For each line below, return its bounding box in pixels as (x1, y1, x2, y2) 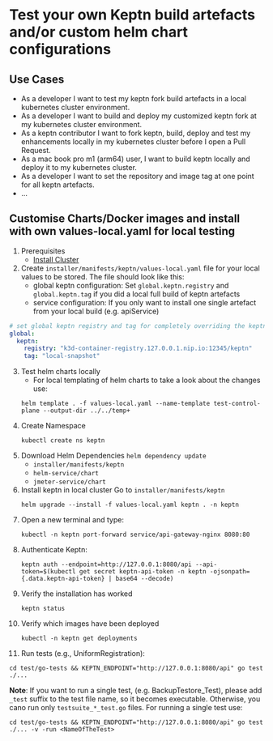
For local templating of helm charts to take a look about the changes (32, 375, 261, 385)
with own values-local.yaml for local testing (9, 224, 236, 238)
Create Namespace (20, 421, 86, 431)
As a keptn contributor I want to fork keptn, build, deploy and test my (20, 128, 251, 138)
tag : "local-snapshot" (23, 352, 100, 360)
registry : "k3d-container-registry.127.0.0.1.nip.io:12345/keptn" (23, 344, 253, 353)
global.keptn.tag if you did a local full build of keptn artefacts (32, 289, 241, 299)
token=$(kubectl (20, 568, 76, 576)
